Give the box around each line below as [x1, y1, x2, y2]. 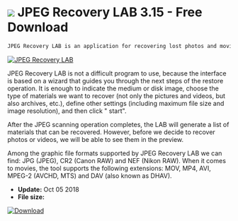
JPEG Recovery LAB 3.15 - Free [17, 4, 203, 20]
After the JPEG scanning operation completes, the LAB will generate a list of [7, 120, 229, 129]
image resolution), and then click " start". [7, 107, 127, 115]
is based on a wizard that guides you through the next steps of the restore [7, 76, 224, 85]
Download [7, 19, 69, 35]
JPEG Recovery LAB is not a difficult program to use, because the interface [7, 68, 227, 78]
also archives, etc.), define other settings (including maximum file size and [7, 99, 225, 107]
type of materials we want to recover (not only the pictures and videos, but [7, 91, 225, 100]
